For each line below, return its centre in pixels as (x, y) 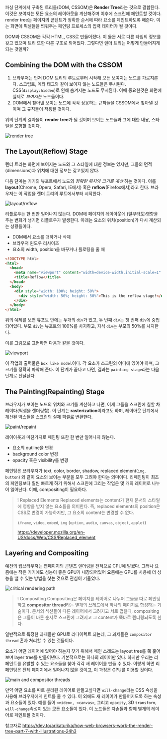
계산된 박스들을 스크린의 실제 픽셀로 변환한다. (49, 417)
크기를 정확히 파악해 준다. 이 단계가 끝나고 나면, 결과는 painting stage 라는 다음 (82, 369)
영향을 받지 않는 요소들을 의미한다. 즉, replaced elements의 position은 (91, 506)
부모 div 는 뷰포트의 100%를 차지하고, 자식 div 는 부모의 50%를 (84, 326)
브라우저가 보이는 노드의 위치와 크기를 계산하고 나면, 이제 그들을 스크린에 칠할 (80, 404)
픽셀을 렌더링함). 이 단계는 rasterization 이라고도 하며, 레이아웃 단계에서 (89, 410)
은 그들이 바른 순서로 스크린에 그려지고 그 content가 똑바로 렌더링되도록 (87, 617)
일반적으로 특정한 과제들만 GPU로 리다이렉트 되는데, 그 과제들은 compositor (79, 634)
